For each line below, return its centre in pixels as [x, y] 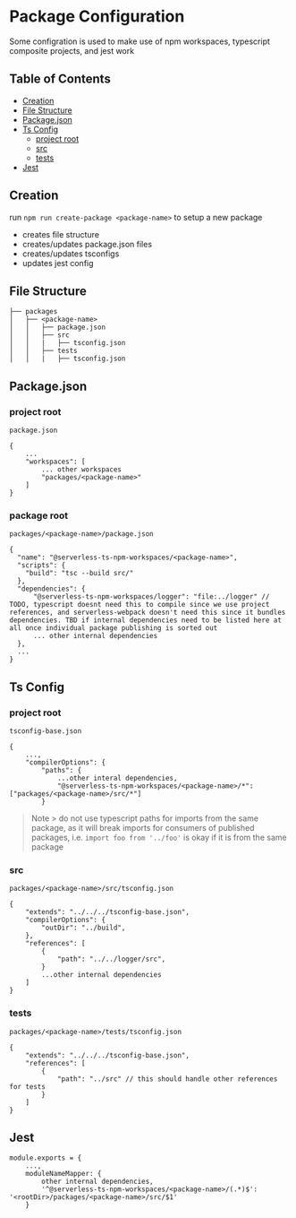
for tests [28, 1086]
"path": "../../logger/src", [111, 959]
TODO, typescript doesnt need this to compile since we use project [140, 605]
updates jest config [58, 263]
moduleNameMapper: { [63, 1174]
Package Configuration [97, 17]
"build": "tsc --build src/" [80, 574]
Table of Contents [60, 79]
